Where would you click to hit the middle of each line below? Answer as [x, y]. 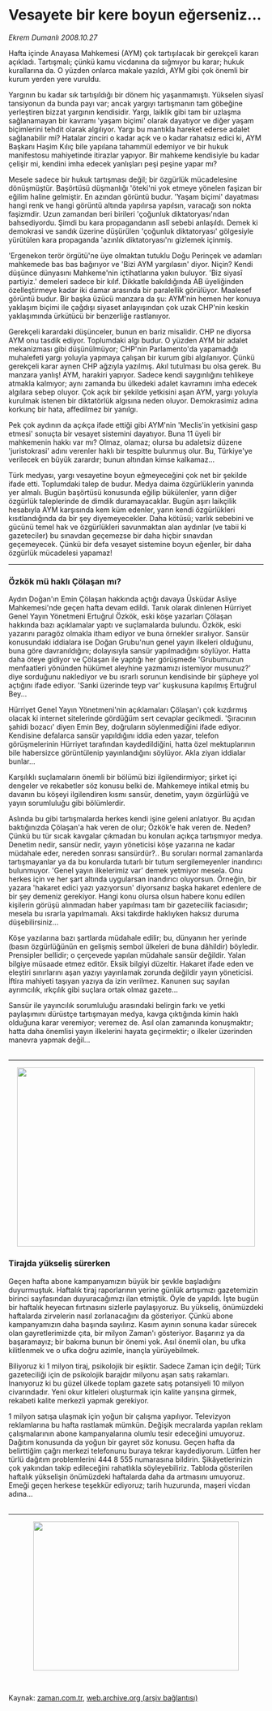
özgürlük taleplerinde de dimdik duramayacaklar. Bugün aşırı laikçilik [123, 501]
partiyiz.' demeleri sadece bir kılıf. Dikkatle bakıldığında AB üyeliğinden [126, 281]
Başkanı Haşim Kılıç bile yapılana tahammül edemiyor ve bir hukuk [119, 146]
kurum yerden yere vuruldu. [55, 79]
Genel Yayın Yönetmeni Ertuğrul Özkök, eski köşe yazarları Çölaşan [120, 616]
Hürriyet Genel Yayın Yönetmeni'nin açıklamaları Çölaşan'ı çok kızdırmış [128, 710]
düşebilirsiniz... [34, 922]
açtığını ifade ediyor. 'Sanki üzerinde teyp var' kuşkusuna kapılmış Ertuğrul [132, 685]
